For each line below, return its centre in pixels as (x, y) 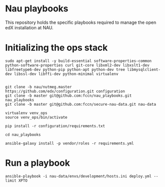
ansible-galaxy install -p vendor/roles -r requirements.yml (70, 143)
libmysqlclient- (144, 69)
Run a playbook (38, 163)
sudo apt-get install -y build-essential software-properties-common (79, 61)
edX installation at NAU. (29, 27)
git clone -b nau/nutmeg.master (38, 87)
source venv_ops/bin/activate (36, 117)
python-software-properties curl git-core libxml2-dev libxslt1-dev (77, 65)
